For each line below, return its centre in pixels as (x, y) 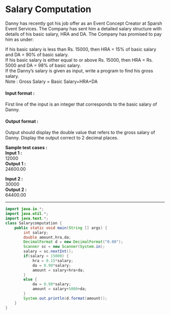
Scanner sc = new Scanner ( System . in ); (64, 247)
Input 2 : (14, 179)
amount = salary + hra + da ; (58, 270)
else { (30, 280)
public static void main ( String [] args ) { (61, 228)
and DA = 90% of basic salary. (37, 55)
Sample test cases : (26, 148)
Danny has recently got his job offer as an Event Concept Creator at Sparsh (84, 23)
